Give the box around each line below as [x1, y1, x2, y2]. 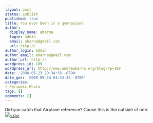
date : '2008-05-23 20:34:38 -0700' [5, 71, 77, 76]
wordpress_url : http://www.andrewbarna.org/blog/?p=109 [5, 66, 121, 71]
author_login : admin [5, 48, 47, 53]
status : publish [5, 12, 38, 17]
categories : [5, 80, 29, 84]
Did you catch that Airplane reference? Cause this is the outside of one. [5, 107, 149, 113]
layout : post [5, 7, 32, 12]
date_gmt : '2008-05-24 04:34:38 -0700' [5, 75, 86, 80]
